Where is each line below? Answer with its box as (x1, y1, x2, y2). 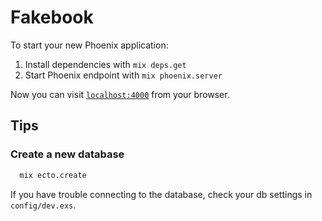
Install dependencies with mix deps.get (24, 58, 187, 70)
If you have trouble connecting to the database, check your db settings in (10, 188, 313, 200)
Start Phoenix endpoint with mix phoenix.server (24, 69, 223, 81)
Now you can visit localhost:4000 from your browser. (10, 88, 230, 100)
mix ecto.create (19, 170, 87, 180)
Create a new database (10, 147, 125, 161)
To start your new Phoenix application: (10, 39, 169, 51)
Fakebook (10, 6, 94, 29)
